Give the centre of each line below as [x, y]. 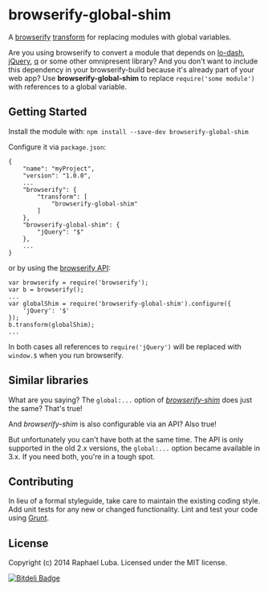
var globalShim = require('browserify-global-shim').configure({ [120, 304]
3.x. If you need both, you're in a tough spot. [81, 456]
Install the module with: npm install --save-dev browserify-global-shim [128, 131]
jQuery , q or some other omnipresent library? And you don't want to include [133, 61]
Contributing [41, 481]
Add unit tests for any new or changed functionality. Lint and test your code [133, 509]
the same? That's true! [45, 408]
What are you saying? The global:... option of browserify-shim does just [130, 400]
